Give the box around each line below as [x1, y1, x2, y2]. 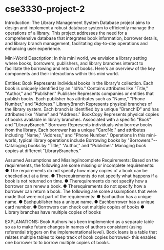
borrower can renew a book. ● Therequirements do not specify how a [5, 183, 146, 189]
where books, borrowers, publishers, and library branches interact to [5, 60, 143, 66]
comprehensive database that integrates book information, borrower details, [5, 35, 159, 41]
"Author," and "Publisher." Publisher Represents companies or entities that [5, 91, 154, 96]
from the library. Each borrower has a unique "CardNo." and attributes [5, 127, 145, 133]
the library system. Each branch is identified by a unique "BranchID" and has [5, 106, 159, 112]
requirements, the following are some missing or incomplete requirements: [5, 162, 155, 168]
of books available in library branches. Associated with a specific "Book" [5, 116, 151, 122]
